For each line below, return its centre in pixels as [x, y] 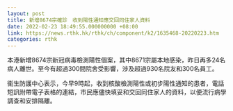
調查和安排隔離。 [32, 101]
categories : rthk [32, 40]
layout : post [26, 14]
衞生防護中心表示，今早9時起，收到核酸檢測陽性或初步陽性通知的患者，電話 [116, 83]
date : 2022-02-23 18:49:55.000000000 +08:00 [73, 26]
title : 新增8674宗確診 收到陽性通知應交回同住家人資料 [79, 20]
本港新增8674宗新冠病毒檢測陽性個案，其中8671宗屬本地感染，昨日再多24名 [116, 60]
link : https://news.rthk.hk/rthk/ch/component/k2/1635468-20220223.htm [113, 33]
